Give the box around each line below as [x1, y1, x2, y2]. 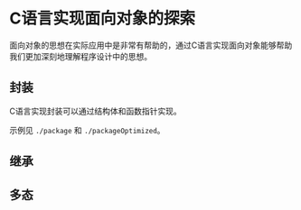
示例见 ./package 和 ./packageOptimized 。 [9, 124, 165, 135]
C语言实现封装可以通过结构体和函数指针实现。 [9, 105, 183, 116]
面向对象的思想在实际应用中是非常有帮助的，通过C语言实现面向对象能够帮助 [9, 40, 293, 50]
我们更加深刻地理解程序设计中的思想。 [9, 50, 152, 61]
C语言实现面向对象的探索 [9, 8, 196, 29]
